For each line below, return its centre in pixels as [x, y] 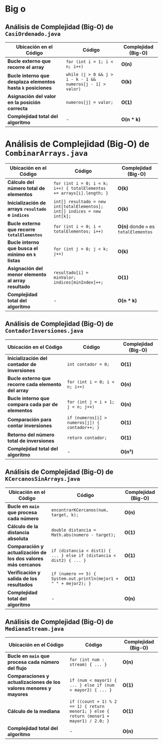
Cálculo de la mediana [34, 711]
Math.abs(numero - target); [84, 535]
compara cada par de [33, 404]
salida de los [22, 578]
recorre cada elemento [34, 384]
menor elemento [27, 274]
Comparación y [25, 546]
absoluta [18, 539]
